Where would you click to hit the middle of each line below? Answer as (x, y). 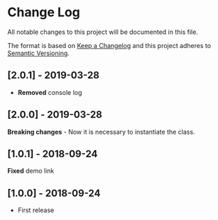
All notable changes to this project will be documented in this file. (103, 32)
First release (36, 210)
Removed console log (50, 92)
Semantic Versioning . (38, 53)
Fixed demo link (31, 171)
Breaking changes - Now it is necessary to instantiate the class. (101, 132)
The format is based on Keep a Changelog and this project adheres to (109, 45)
